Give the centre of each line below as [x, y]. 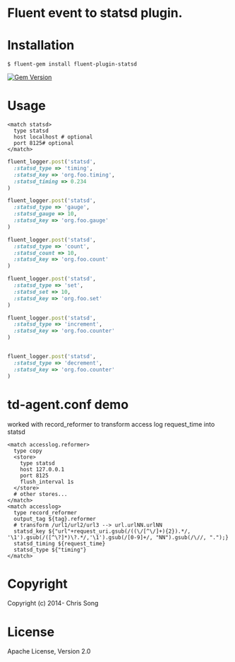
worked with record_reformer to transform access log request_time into [111, 424]
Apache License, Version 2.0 [49, 651]
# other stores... [41, 494]
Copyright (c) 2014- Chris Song [53, 603]
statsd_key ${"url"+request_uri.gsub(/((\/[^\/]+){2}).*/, [102, 531]
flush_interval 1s [47, 482]
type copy [28, 451]
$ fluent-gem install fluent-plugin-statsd [72, 64]
